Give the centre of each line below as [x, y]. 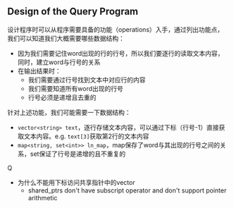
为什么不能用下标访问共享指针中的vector [76, 182]
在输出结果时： [39, 71]
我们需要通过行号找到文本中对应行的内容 [87, 80]
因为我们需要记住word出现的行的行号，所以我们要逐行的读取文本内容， [121, 53]
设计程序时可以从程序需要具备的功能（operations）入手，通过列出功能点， [116, 29]
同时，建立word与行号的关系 [59, 62]
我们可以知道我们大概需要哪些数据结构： [66, 38]
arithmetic [43, 197]
